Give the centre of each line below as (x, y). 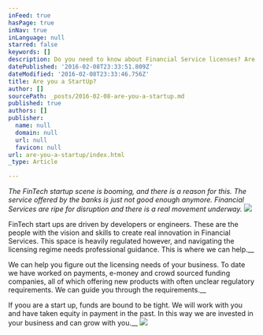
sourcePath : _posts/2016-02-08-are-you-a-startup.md (96, 96)
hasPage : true (31, 23)
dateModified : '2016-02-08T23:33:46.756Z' (79, 74)
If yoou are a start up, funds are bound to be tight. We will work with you (125, 305)
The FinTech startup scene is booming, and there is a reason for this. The (127, 192)
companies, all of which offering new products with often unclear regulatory (131, 281)
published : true (35, 103)
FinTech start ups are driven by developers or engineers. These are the (123, 225)
